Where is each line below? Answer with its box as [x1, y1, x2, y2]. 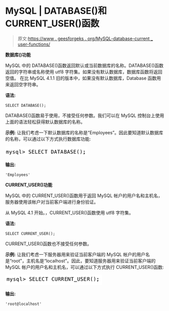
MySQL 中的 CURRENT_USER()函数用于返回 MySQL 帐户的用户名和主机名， [5, 192, 163, 199]
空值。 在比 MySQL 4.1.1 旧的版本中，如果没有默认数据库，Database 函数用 [5, 75, 161, 81]
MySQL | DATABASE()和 [5, 5, 107, 17]
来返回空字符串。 [5, 81, 41, 87]
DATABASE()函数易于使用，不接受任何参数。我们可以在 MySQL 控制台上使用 [5, 112, 164, 119]
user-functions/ [17, 41, 51, 47]
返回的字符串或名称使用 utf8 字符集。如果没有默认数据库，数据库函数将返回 [5, 68, 163, 74]
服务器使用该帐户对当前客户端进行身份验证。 [5, 199, 99, 205]
